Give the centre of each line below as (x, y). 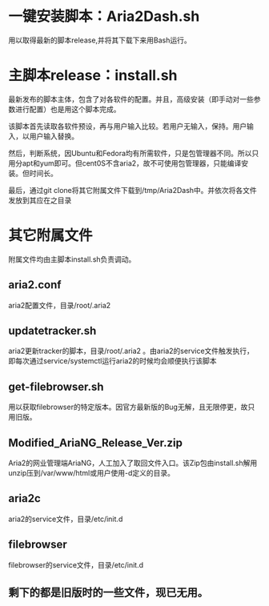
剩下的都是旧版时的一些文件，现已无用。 (108, 593)
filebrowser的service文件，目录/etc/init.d (76, 564)
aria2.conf (35, 285)
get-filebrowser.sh (56, 386)
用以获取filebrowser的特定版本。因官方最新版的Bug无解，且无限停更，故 (128, 407)
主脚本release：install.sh (93, 76)
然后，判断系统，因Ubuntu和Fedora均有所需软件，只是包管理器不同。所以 (130, 153)
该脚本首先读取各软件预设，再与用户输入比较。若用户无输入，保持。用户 (127, 126)
